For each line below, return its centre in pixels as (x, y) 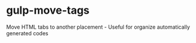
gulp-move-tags (48, 10)
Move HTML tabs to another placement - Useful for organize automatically (98, 27)
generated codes (27, 33)
